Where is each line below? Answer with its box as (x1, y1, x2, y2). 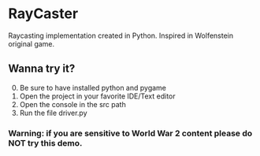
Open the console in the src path (19, 99, 126, 109)
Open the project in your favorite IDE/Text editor (19, 91, 176, 101)
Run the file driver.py (19, 108, 88, 117)
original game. (8, 39, 55, 48)
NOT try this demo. (8, 137, 83, 148)
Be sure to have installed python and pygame (19, 83, 167, 92)
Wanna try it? (8, 62, 76, 76)
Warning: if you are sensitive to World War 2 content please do (8, 128, 253, 139)
